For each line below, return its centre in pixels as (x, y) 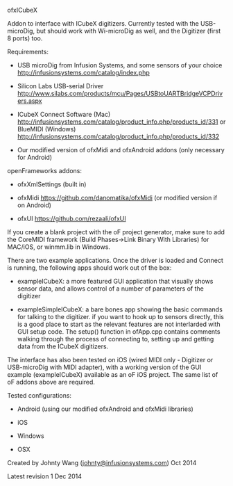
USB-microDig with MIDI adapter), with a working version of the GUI (104, 367)
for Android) (35, 157)
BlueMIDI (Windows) (46, 129)
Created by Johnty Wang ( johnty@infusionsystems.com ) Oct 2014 (102, 463)
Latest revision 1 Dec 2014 (44, 476)
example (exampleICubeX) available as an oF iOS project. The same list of (113, 374)
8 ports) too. (25, 38)
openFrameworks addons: (44, 171)
